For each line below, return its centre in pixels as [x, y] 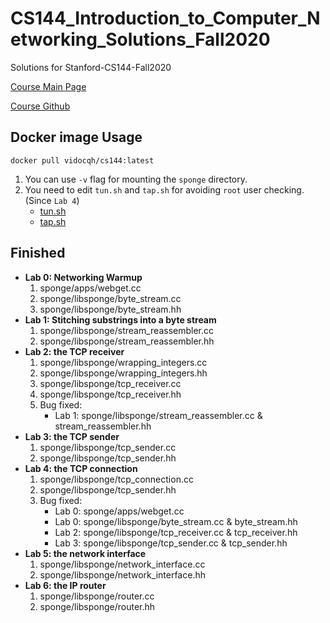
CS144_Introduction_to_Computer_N [165, 18]
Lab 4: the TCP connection [81, 468]
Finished [38, 253]
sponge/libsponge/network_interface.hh [122, 574]
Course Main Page [48, 86]
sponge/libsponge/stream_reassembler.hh [127, 341]
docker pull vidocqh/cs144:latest [82, 160]
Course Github [40, 106]
